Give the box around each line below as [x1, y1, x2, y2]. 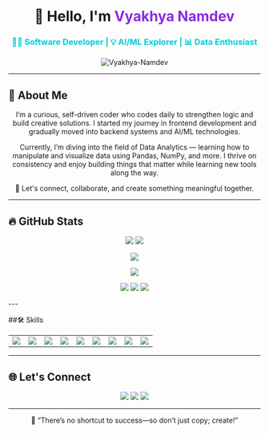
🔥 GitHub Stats [8, 214, 84, 228]
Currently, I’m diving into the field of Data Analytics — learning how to [19, 142, 250, 152]
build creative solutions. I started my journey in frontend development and [12, 118, 257, 128]
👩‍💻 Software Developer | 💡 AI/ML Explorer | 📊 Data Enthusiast [11, 36, 258, 47]
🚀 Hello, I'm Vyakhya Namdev [34, 7, 235, 26]
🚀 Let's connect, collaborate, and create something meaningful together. [14, 184, 255, 194]
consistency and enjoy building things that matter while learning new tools [12, 160, 257, 170]
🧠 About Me [8, 88, 68, 102]
